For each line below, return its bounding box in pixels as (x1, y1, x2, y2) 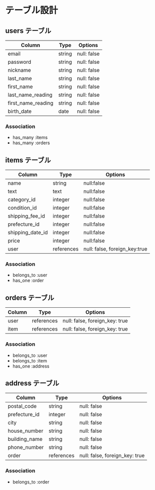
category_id (8, 196, 36, 203)
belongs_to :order (12, 479, 49, 485)
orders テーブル (5, 293, 55, 302)
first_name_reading (8, 100, 54, 106)
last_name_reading (8, 92, 53, 98)
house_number (8, 427, 44, 434)
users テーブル (5, 26, 51, 35)
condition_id (8, 205, 37, 212)
